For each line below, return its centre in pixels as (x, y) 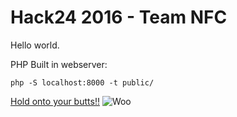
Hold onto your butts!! (55, 101)
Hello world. (35, 45)
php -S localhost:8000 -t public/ (82, 82)
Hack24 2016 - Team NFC (119, 17)
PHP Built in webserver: (59, 64)
